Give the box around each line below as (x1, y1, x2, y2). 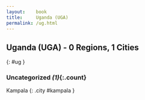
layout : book (6, 8, 47, 15)
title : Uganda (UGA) (6, 14, 69, 20)
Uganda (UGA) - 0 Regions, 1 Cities (6, 42, 140, 52)
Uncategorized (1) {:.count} (6, 73, 87, 82)
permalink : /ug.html (6, 20, 58, 26)
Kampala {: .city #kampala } (6, 87, 75, 94)
